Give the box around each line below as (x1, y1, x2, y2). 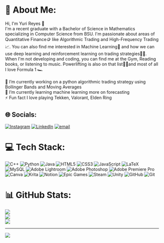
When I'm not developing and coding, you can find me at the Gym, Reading (5, 56, 156, 61)
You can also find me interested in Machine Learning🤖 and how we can (12, 43, 155, 49)
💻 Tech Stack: (5, 142, 65, 153)
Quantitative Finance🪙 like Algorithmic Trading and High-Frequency (5, 36, 143, 42)
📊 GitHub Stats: (5, 189, 72, 201)
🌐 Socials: (5, 111, 37, 119)
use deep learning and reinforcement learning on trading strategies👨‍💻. (5, 51, 147, 57)
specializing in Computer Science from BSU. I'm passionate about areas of (5, 31, 155, 37)
